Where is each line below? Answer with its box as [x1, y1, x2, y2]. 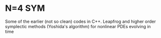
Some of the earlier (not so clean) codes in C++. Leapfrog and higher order [5, 19, 156, 24]
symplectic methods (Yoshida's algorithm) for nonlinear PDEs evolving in [5, 23, 151, 29]
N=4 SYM [5, 3, 45, 14]
